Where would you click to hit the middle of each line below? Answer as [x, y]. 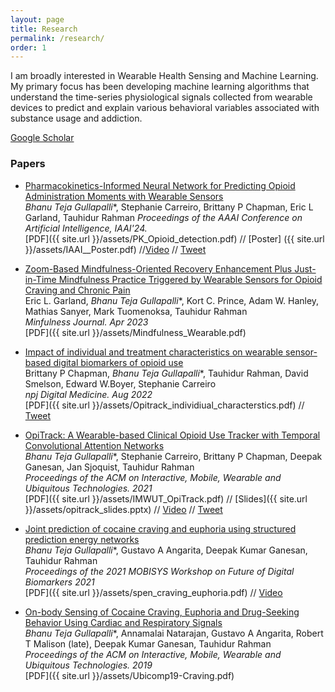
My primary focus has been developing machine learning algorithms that [160, 87]
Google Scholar [42, 138]
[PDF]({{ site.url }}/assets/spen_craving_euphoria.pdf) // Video [153, 592]
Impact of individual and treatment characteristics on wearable [154, 352]
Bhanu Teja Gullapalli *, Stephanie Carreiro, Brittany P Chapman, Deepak [173, 456]
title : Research [44, 29]
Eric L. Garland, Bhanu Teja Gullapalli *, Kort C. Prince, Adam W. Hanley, [172, 300]
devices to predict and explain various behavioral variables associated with [165, 108]
